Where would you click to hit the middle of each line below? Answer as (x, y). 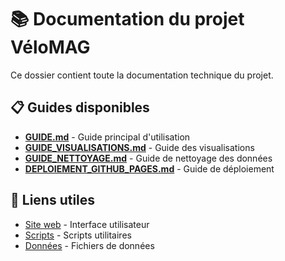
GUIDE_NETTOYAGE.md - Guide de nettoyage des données (148, 158)
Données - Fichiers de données (89, 245)
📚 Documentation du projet (127, 19)
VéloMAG (50, 47)
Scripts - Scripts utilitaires (78, 235)
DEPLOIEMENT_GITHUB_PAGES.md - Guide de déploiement (149, 168)
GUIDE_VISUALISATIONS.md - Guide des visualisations (139, 147)
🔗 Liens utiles (53, 200)
